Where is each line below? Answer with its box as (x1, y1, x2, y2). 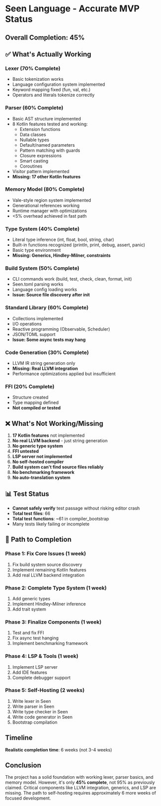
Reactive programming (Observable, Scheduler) (12, 326, 110, 332)
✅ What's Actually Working (5, 50, 92, 58)
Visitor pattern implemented (12, 168, 69, 174)
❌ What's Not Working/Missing (5, 419, 104, 428)
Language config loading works (12, 287, 77, 292)
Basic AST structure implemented (12, 115, 81, 121)
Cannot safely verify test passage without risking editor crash (12, 505, 140, 511)
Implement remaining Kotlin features (12, 567, 87, 573)
